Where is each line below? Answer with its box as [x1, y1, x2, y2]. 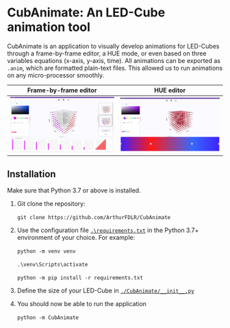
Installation [7, 168, 56, 179]
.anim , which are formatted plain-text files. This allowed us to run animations [7, 64, 223, 72]
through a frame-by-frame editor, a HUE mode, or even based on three [7, 49, 207, 58]
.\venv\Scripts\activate [16, 262, 88, 268]
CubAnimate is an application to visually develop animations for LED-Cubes [7, 42, 220, 50]
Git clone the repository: [16, 200, 86, 208]
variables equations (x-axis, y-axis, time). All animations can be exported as [7, 56, 221, 64]
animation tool [7, 19, 91, 35]
